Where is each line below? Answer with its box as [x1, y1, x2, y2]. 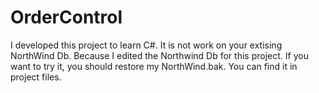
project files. [10, 71, 62, 83]
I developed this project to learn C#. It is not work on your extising [10, 39, 283, 51]
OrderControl [10, 6, 123, 29]
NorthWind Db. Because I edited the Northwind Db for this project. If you [10, 49, 309, 61]
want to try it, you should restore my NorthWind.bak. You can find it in [10, 60, 298, 72]
